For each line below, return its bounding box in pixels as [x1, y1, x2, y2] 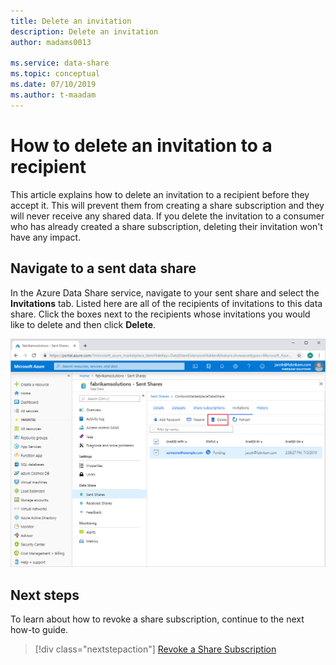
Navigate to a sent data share [10, 260, 197, 277]
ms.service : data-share [10, 58, 110, 69]
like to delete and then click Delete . [10, 318, 157, 330]
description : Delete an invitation [10, 26, 159, 37]
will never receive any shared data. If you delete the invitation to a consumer [10, 210, 325, 222]
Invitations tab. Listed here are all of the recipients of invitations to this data [10, 297, 323, 309]
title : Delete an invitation [10, 16, 132, 26]
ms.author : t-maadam [10, 90, 97, 100]
